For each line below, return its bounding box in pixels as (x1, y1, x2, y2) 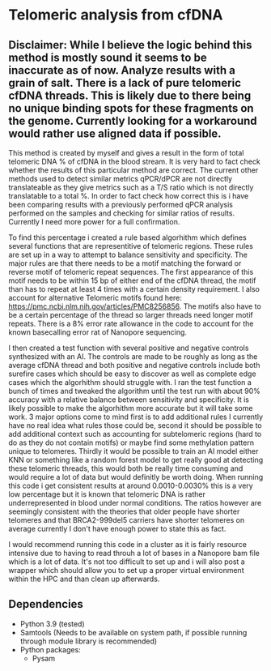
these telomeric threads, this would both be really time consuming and (8, 464, 243, 473)
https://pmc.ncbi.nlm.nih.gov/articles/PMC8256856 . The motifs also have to (8, 301, 261, 311)
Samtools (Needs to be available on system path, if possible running (19, 627, 248, 637)
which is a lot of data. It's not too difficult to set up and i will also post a (8, 557, 245, 566)
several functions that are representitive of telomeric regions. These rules (8, 241, 253, 250)
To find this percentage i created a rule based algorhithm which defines (8, 233, 247, 242)
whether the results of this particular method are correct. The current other (8, 165, 259, 175)
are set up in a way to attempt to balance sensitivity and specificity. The (8, 250, 248, 259)
